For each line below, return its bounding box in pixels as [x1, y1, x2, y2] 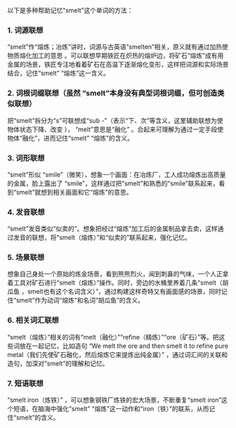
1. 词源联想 [7, 25, 44, 35]
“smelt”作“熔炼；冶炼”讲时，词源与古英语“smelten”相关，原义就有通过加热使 [7, 43, 228, 51]
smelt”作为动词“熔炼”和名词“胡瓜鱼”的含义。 [16, 296, 144, 304]
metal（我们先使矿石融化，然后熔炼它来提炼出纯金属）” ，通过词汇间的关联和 [7, 350, 228, 358]
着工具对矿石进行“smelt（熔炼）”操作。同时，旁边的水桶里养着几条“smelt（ [7, 278, 223, 287]
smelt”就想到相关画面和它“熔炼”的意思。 [16, 188, 133, 196]
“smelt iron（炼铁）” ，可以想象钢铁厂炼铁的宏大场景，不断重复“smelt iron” [7, 396, 222, 404]
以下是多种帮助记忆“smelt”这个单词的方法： [7, 6, 133, 14]
